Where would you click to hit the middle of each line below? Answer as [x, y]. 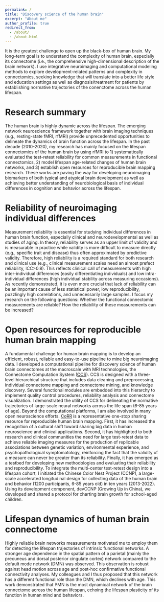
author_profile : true [27, 23]
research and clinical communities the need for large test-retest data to [77, 437]
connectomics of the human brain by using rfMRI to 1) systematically [74, 152]
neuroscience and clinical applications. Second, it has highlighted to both [79, 432]
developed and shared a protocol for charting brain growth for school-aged [81, 494]
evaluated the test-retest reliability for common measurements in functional [81, 157]
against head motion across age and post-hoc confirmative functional [75, 569]
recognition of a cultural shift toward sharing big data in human [69, 426]
